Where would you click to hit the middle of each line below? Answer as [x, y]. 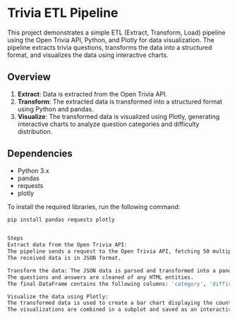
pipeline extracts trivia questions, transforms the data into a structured [110, 47]
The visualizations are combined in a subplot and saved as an [102, 310]
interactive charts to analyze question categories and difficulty [108, 124]
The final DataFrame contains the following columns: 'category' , [107, 284]
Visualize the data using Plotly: [58, 296]
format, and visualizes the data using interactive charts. [88, 55]
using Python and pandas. [55, 109]
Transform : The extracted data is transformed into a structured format [120, 101]
